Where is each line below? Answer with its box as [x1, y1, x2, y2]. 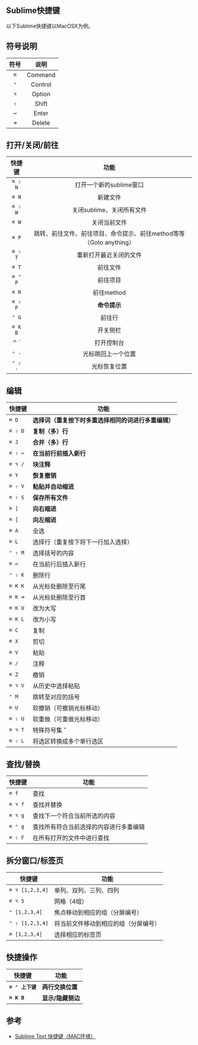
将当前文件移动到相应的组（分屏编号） [54, 919, 161, 928]
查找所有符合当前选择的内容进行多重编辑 [32, 823, 146, 831]
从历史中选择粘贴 [32, 682, 81, 690]
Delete [32, 119, 51, 127]
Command [27, 70, 56, 79]
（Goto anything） [84, 239, 135, 247]
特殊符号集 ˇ [32, 726, 67, 734]
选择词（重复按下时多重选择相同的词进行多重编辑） [32, 416, 175, 424]
